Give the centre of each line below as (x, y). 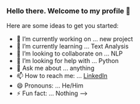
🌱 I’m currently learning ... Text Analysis (72, 47)
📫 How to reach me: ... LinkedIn (62, 76)
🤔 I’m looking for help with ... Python (68, 61)
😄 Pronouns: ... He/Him (50, 86)
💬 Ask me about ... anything (55, 68)
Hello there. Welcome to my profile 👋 (69, 11)
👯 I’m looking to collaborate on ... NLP (69, 53)
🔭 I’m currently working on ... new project (74, 39)
